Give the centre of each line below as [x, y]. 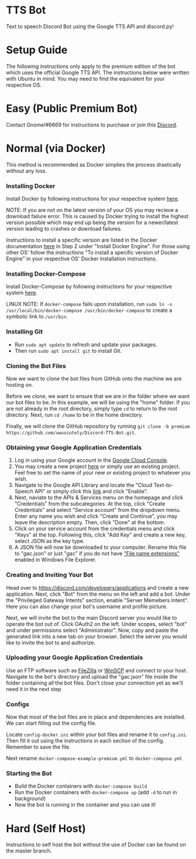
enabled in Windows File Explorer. [55, 560]
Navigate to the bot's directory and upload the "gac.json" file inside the [92, 676]
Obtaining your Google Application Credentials [74, 447]
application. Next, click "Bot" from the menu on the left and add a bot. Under [98, 594]
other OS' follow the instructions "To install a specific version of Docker [92, 253]
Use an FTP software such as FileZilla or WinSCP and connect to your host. [97, 670]
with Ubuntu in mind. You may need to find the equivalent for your [85, 78]
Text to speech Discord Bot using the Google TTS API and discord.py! [90, 26]
